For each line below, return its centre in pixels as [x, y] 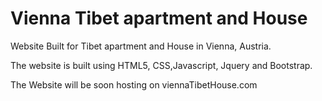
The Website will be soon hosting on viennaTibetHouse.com [134, 84]
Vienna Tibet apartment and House [159, 18]
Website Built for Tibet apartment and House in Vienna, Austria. [141, 46]
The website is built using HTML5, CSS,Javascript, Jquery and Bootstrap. [161, 65]
